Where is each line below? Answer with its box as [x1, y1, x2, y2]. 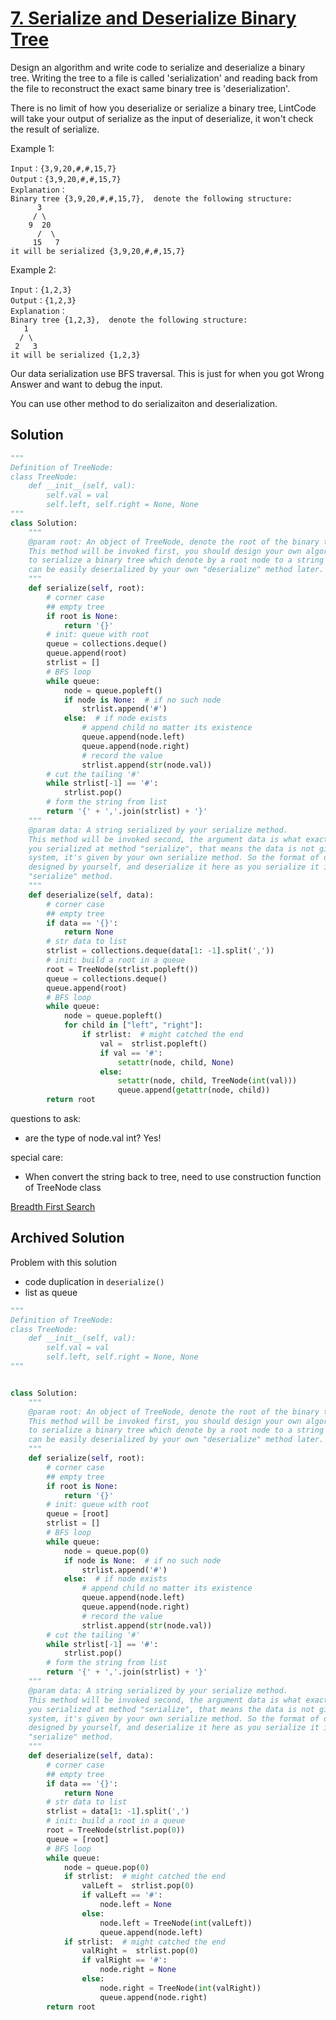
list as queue [24, 1286, 78, 1298]
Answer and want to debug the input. [10, 378, 163, 390]
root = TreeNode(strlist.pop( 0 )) [46, 1825, 186, 1836]
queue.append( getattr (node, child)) [117, 1085, 271, 1096]
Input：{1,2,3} [10, 285, 72, 295]
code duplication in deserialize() [24, 1275, 165, 1287]
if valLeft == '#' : [81, 1890, 163, 1901]
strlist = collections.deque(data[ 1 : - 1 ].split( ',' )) [46, 946, 275, 956]
